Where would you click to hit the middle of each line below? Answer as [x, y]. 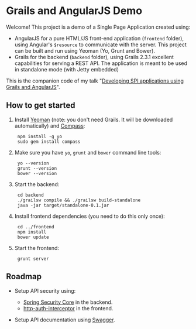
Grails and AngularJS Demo [74, 11]
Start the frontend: [37, 248]
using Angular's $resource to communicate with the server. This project [100, 44]
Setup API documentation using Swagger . [65, 320]
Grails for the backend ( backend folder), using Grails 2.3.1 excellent [94, 57]
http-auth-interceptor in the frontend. [68, 308]
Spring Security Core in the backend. [68, 302]
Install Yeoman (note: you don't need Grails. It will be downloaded [94, 119]
